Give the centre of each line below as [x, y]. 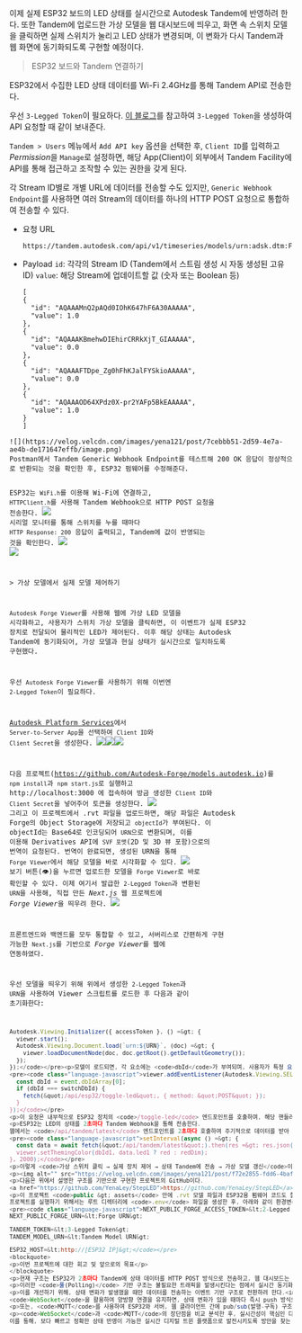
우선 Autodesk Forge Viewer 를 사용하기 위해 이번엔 [90, 683]
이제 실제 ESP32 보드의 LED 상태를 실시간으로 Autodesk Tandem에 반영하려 [144, 13]
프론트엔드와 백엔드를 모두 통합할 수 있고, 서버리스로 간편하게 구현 [117, 935]
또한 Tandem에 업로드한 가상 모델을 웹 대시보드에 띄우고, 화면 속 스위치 [146, 24]
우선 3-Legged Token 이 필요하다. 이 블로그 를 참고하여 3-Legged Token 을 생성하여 [151, 116]
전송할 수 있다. [44, 210]
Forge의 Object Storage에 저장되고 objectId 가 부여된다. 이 [110, 823]
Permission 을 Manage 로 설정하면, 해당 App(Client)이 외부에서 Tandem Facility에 [151, 157]
